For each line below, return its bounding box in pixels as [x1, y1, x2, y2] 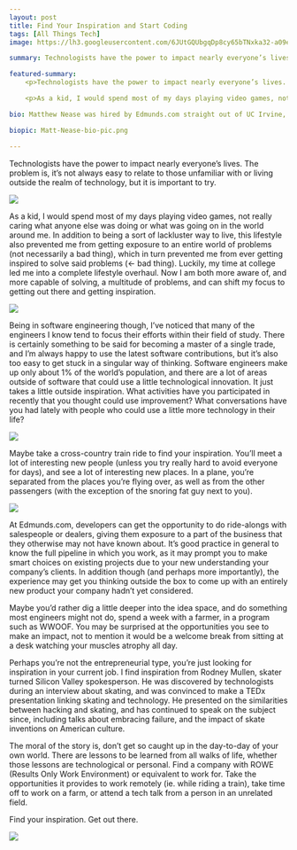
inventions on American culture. [9, 723, 126, 734]
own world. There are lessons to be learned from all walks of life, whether [9, 750, 278, 760]
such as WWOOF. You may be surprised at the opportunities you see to [9, 621, 270, 632]
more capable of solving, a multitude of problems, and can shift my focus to [9, 277, 286, 287]
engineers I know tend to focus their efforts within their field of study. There [9, 329, 286, 339]
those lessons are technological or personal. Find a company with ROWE [9, 759, 274, 769]
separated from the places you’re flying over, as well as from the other [9, 476, 265, 487]
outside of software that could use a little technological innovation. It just [9, 376, 274, 386]
